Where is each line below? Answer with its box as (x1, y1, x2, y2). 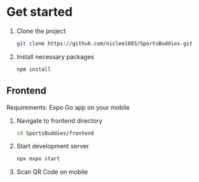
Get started (6, 4, 73, 20)
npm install (16, 66, 51, 73)
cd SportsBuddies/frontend (16, 130, 94, 137)
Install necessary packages (16, 52, 94, 60)
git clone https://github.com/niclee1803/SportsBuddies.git (16, 40, 193, 47)
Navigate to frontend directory (16, 116, 103, 124)
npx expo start (16, 155, 61, 162)
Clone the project (16, 27, 66, 35)
